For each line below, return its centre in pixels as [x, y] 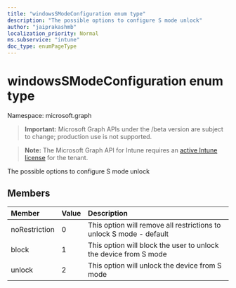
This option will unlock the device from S [155, 266]
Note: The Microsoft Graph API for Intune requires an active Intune [121, 150]
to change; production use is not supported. [88, 136]
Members [29, 194]
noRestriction [33, 229]
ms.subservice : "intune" [44, 40]
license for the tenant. [56, 157]
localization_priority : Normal [53, 33]
